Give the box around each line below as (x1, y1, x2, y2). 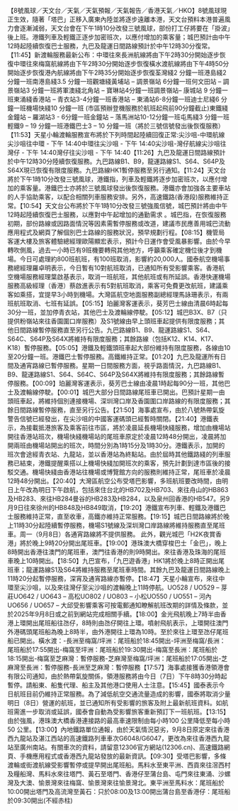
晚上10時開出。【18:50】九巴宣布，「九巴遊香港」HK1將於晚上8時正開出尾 (13, 557, 225, 565)
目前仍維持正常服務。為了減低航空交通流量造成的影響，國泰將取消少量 (25, 690, 231, 698)
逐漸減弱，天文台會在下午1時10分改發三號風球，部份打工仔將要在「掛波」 (19, 24, 231, 32)
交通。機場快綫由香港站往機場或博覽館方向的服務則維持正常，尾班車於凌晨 (13, 468, 231, 476)
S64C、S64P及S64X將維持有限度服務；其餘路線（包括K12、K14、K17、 (7, 334, 217, 343)
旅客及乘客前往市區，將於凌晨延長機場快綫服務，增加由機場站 (50, 423, 231, 432)
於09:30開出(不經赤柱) (7, 796, 73, 805)
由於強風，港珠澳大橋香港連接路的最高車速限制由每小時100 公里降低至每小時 (7, 717, 231, 724)
